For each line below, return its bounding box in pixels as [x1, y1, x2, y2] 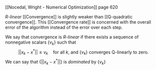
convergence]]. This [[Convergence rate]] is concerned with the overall [5, 19, 152, 25]
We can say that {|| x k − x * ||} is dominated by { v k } [5, 58, 106, 66]
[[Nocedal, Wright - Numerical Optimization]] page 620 [5, 4, 118, 10]
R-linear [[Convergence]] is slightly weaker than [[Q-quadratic [5, 14, 133, 19]
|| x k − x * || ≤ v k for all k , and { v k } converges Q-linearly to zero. [18, 48, 149, 56]
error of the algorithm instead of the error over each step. [5, 24, 123, 30]
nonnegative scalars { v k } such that [5, 39, 77, 46]
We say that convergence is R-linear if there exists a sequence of [5, 34, 139, 40]
